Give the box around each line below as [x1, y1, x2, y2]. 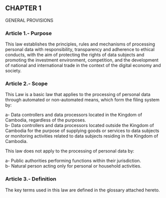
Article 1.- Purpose [5, 29, 52, 36]
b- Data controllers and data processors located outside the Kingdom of [5, 122, 154, 128]
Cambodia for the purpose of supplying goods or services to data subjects [5, 127, 159, 134]
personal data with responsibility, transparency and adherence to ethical [5, 46, 154, 52]
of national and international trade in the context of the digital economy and [5, 62, 161, 68]
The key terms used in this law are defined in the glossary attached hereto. [5, 187, 160, 193]
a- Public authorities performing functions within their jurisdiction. [5, 157, 141, 164]
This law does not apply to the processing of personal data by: [5, 148, 134, 154]
